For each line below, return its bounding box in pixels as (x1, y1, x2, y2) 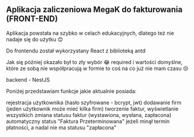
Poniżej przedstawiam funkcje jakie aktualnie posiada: (6, 88, 137, 95)
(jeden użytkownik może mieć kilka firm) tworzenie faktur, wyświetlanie (6, 105, 179, 112)
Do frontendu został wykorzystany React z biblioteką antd (6, 47, 146, 54)
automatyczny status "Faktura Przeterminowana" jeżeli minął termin (6, 118, 170, 125)
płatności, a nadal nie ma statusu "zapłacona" (6, 123, 117, 131)
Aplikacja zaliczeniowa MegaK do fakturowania (6, 5, 183, 15)
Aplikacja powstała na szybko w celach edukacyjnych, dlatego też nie (6, 29, 175, 36)
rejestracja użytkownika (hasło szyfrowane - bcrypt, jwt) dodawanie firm (6, 99, 182, 106)
